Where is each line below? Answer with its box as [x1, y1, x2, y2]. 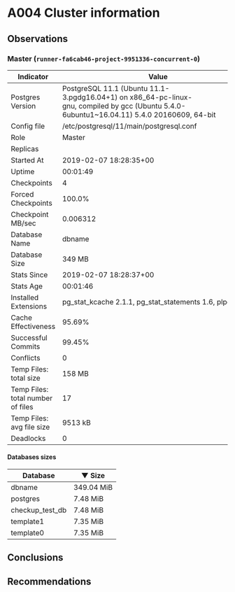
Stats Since [10, 269, 48, 279]
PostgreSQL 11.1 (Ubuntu [62, 83, 148, 93]
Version [10, 101, 36, 111]
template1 [10, 516, 44, 526]
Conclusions [7, 551, 64, 564]
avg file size [10, 422, 50, 432]
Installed [10, 293, 39, 302]
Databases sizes [7, 453, 57, 461]
